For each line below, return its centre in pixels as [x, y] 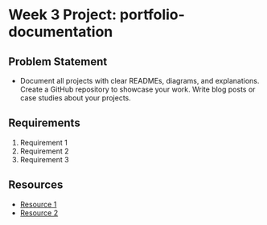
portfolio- [152, 15]
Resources [36, 185]
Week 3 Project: [62, 15]
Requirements [44, 123]
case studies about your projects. [75, 98]
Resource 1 [38, 204]
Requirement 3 [45, 159]
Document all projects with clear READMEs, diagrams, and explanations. [140, 81]
